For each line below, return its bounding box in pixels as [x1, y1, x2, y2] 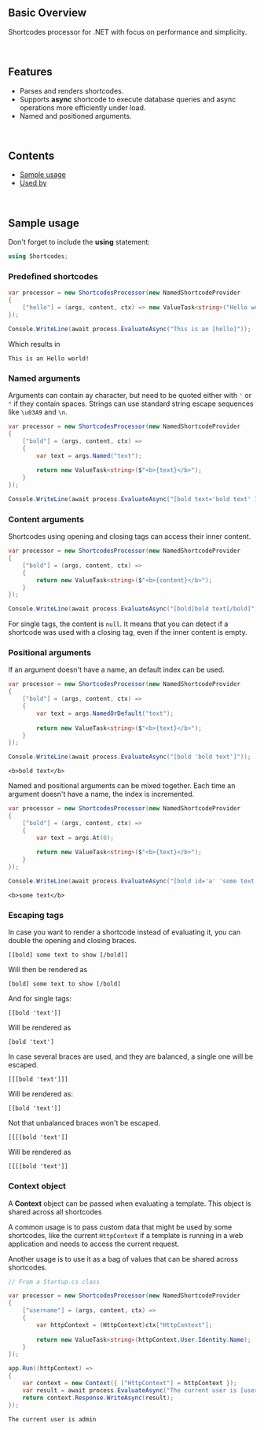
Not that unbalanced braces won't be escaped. [8, 1119, 161, 1128]
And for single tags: [8, 994, 72, 1004]
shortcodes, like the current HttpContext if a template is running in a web [8, 1230, 244, 1240]
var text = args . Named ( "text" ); [36, 451, 143, 459]
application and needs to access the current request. [8, 1239, 179, 1248]
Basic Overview [8, 6, 87, 20]
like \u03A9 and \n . [8, 407, 68, 417]
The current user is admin [8, 1415, 97, 1423]
